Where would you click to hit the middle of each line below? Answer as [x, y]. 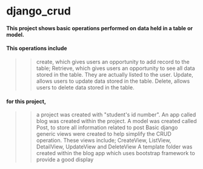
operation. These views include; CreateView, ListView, [104, 141]
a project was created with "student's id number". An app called [116, 115]
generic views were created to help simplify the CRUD [104, 134]
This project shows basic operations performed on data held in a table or [100, 28]
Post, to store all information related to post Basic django [107, 127]
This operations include [37, 48]
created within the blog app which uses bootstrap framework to [115, 153]
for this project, [26, 101]
